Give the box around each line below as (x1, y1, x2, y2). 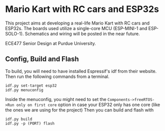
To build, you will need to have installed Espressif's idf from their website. (5, 68, 157, 74)
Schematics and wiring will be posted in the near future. (24, 30, 140, 36)
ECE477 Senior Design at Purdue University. (5, 40, 96, 46)
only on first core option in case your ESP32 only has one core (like (16, 101, 160, 107)
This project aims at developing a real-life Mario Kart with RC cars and (5, 20, 150, 26)
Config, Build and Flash (5, 55, 79, 63)
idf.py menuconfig (5, 87, 43, 92)
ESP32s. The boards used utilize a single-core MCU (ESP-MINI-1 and (5, 25, 147, 31)
